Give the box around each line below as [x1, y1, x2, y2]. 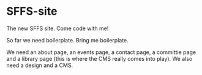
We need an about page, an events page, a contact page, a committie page [6, 48, 196, 56]
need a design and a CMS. [6, 61, 73, 69]
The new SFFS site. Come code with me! [6, 25, 109, 32]
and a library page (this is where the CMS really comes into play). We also [6, 55, 193, 62]
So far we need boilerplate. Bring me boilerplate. [6, 36, 129, 44]
